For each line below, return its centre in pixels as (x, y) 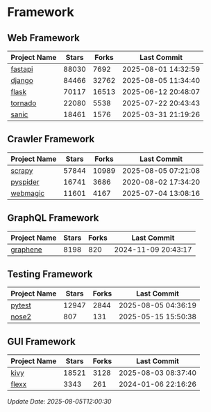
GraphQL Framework (53, 218)
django (22, 81)
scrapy (22, 170)
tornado (24, 103)
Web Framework (43, 38)
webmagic (28, 193)
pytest (21, 305)
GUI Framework (42, 341)
